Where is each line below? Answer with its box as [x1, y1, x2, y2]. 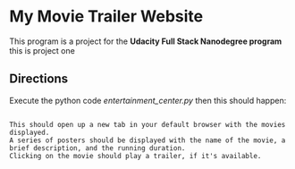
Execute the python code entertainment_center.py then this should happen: [9, 95, 287, 106]
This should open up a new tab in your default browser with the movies [9, 120, 286, 129]
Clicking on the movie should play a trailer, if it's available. [9, 151, 262, 160]
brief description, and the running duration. [9, 143, 186, 153]
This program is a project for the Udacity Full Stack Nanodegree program [9, 36, 282, 46]
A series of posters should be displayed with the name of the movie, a [9, 136, 286, 145]
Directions [9, 72, 69, 87]
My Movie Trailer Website [9, 6, 204, 27]
